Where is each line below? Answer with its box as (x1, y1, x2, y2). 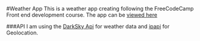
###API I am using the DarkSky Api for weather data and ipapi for (6, 23, 170, 30)
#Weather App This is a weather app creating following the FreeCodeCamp (6, 5, 194, 12)
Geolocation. (6, 29, 38, 36)
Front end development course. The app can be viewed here (6, 11, 158, 18)
